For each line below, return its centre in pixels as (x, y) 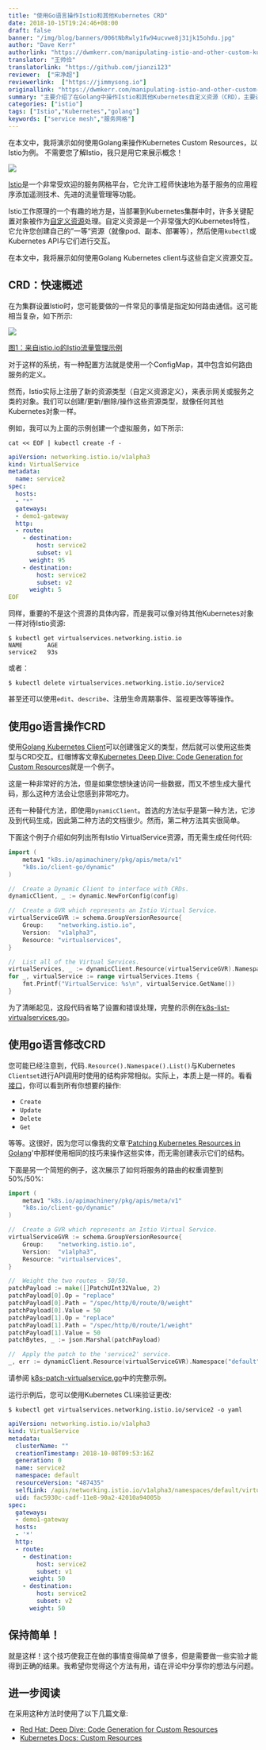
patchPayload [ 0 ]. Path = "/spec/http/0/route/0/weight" (101, 1304)
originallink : (32, 89)
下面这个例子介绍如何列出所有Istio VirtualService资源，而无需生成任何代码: (130, 837)
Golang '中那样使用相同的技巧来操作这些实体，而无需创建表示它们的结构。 (129, 1153)
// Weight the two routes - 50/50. (68, 1281)
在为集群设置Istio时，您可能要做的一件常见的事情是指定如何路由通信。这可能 (133, 306)
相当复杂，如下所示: (41, 315)
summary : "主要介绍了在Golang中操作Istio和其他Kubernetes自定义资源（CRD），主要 (132, 97)
